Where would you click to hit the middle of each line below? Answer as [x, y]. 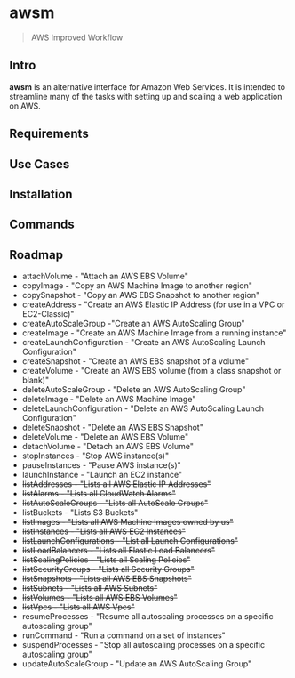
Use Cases [40, 164]
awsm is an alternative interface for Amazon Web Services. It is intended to [147, 86]
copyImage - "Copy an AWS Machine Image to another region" [137, 286]
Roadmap [36, 255]
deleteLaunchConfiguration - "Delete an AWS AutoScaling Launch [143, 408]
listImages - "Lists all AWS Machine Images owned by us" [128, 522]
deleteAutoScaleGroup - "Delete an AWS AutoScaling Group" [134, 390]
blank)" [36, 380]
